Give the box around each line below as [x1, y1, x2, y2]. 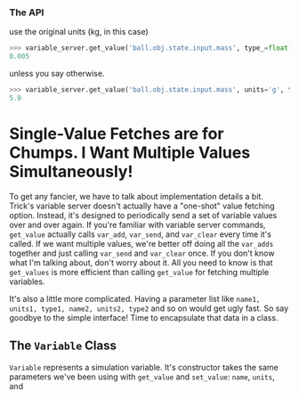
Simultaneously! [9, 161, 133, 182]
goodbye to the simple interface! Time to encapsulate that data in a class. [9, 312, 279, 322]
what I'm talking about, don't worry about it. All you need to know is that [9, 256, 273, 268]
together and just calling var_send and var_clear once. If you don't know [9, 248, 275, 258]
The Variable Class [9, 338, 117, 354]
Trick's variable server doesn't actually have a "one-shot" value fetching [9, 200, 275, 211]
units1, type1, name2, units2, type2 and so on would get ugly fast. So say [9, 303, 289, 313]
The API [9, 6, 44, 19]
